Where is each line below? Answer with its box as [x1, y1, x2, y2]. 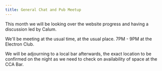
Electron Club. [5, 41, 34, 47]
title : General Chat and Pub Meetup [5, 7, 81, 12]
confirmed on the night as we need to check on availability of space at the [5, 56, 158, 62]
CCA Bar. [5, 61, 24, 67]
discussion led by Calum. [5, 26, 57, 32]
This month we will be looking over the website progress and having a [5, 21, 149, 27]
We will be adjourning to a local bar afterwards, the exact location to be [5, 51, 152, 57]
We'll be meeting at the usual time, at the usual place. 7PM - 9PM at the [5, 36, 152, 42]
